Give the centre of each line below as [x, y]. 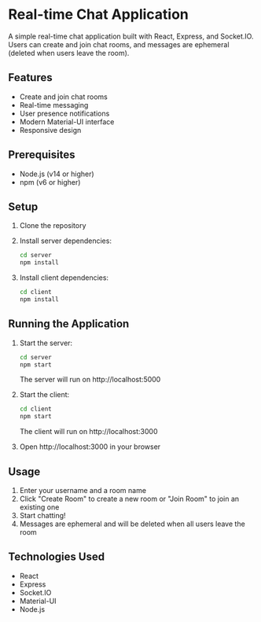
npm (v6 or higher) [50, 182]
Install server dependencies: [66, 241]
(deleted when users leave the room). [69, 53]
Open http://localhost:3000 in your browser [90, 447]
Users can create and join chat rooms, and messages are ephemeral [119, 44]
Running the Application [69, 324]
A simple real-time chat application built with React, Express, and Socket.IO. [131, 36]
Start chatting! [42, 515]
